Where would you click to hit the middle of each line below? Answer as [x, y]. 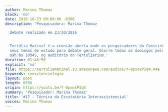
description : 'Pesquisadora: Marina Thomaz [51, 24]
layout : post [19, 78]
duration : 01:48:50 [25, 60]
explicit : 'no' [21, 64]
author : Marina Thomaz [29, 10]
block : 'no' [17, 14]
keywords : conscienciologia [34, 74]
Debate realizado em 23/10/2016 [43, 33]
